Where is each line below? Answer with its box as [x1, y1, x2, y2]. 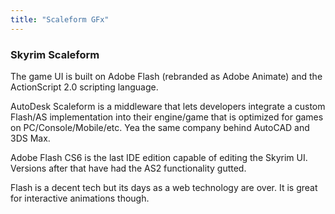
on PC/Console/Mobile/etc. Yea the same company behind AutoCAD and [10, 121, 310, 133]
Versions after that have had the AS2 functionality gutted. [10, 162, 247, 174]
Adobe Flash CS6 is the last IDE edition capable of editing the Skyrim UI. [10, 151, 308, 163]
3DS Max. [10, 132, 51, 144]
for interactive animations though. [10, 192, 150, 204]
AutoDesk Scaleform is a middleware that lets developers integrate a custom [10, 100, 326, 112]
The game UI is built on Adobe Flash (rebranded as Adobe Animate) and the [10, 70, 323, 82]
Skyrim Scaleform [10, 47, 100, 61]
